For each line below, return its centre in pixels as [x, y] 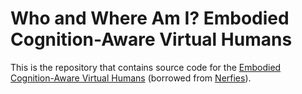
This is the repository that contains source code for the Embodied [146, 67]
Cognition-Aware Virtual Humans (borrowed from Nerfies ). [131, 78]
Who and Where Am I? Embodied [150, 18]
